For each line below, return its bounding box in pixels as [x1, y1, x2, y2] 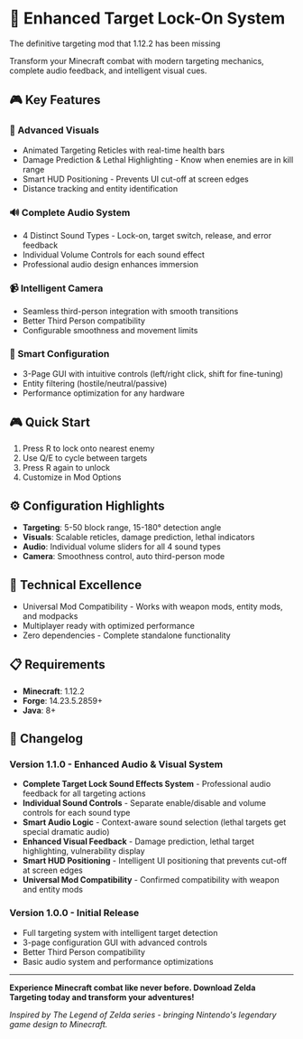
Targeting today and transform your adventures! [9, 991, 195, 1002]
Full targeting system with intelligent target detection [22, 927, 218, 938]
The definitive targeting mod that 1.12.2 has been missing [9, 38, 221, 49]
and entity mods [22, 885, 84, 895]
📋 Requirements [9, 657, 106, 672]
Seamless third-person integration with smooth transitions [22, 306, 239, 317]
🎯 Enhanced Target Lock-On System [9, 8, 286, 29]
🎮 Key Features [9, 92, 101, 108]
